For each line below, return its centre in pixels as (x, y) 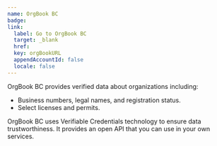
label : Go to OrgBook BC (50, 34)
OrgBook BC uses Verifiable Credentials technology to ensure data (104, 121)
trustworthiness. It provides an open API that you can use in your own (109, 128)
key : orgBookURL (37, 54)
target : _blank (36, 40)
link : (15, 27)
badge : (17, 20)
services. (20, 136)
